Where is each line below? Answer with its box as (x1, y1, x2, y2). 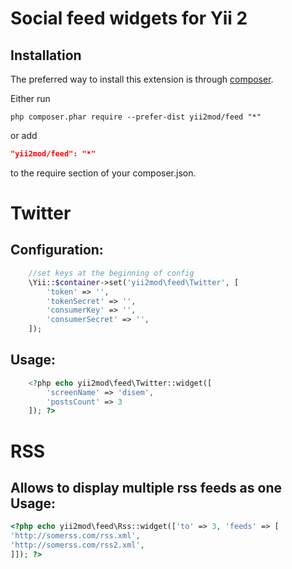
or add (10, 130, 38, 141)
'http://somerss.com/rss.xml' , (10, 531, 141, 541)
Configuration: (10, 242, 104, 259)
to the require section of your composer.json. (10, 167, 197, 179)
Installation (10, 47, 82, 64)
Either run (10, 93, 51, 104)
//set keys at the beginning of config (28, 268, 195, 278)
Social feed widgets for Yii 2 (10, 7, 248, 30)
